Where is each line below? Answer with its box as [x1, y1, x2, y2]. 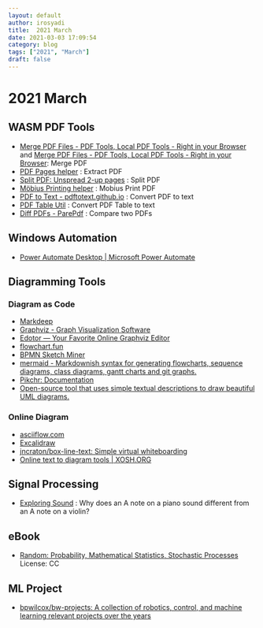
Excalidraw [19, 438, 56, 448]
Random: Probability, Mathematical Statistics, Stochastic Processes [19, 551, 239, 560]
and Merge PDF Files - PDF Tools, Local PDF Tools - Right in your [19, 150, 232, 159]
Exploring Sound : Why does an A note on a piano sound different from [19, 498, 250, 508]
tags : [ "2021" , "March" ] [8, 48, 90, 56]
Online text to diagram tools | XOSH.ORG [19, 455, 152, 464]
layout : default [8, 11, 61, 20]
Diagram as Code [8, 299, 76, 310]
